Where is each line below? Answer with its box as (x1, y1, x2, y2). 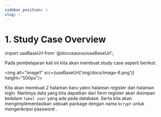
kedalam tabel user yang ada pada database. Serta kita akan (5, 95, 132, 101)
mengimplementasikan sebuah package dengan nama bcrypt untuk (5, 101, 144, 107)
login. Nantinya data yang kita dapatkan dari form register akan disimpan (5, 90, 155, 96)
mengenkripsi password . (5, 106, 57, 112)
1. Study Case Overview (5, 34, 106, 45)
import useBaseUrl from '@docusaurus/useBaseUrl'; (5, 50, 114, 56)
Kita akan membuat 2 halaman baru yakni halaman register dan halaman (5, 85, 154, 91)
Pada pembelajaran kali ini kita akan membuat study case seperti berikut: (5, 60, 156, 66)
